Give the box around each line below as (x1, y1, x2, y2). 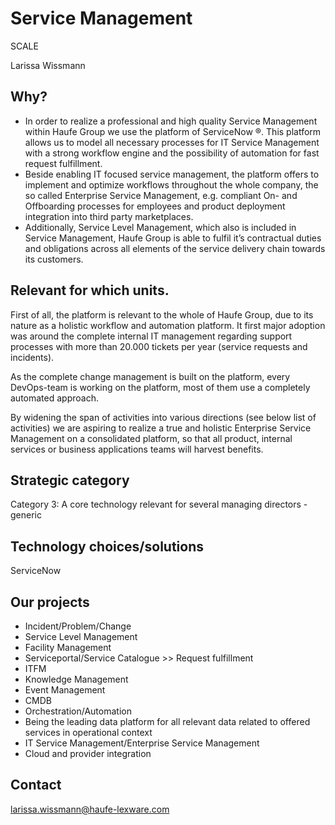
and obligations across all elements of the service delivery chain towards (24, 242, 326, 254)
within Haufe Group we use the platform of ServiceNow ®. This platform (24, 125, 322, 137)
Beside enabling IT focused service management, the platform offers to (24, 168, 320, 180)
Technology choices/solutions (10, 538, 205, 555)
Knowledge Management (24, 673, 129, 685)
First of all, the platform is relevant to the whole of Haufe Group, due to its (10, 308, 314, 321)
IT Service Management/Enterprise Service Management (24, 737, 260, 749)
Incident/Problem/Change (24, 620, 132, 632)
